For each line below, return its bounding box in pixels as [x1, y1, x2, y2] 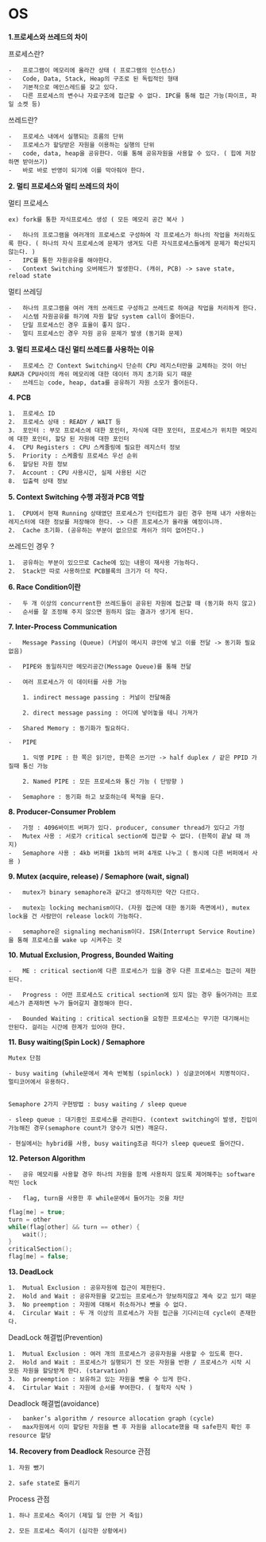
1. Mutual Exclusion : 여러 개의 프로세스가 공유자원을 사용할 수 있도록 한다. [8, 1350, 244, 1358]
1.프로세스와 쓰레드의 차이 [8, 32, 88, 41]
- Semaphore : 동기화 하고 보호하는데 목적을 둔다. [8, 792, 165, 800]
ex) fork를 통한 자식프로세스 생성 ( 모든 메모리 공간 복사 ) [8, 216, 185, 224]
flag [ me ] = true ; [8, 1208, 66, 1216]
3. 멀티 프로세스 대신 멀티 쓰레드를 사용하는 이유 [8, 344, 155, 354]
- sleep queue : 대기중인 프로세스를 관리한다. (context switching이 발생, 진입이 [8, 1116, 258, 1123]
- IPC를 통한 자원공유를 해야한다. [8, 256, 114, 264]
